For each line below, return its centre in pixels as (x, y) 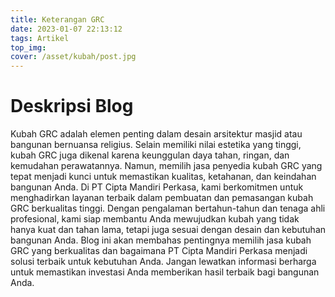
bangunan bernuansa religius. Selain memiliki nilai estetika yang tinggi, (156, 145)
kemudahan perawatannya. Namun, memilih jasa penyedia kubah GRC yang (166, 166)
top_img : (28, 47)
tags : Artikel (40, 38)
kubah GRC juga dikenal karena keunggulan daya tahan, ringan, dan (150, 155)
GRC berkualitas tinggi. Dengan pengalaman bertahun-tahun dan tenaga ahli (168, 208)
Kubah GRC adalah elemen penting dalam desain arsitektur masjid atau (156, 134)
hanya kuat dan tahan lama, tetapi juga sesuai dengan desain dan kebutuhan (168, 230)
